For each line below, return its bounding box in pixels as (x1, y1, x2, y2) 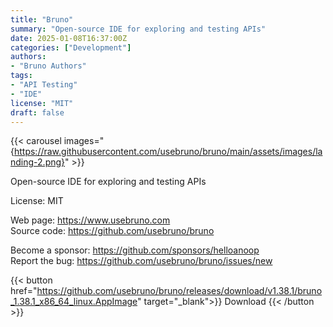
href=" (10, 285, 38, 297)
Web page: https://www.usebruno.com (10, 214, 171, 226)
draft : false (10, 107, 65, 118)
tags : (10, 71, 33, 81)
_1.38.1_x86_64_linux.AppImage (10, 296, 138, 308)
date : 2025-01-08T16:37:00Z (10, 33, 128, 43)
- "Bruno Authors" (10, 61, 87, 71)
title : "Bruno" (10, 14, 74, 25)
